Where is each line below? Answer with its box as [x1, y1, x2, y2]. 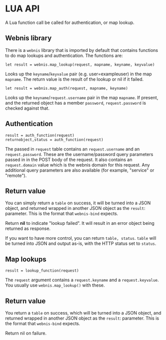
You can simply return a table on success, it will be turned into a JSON [5, 200, 151, 206]
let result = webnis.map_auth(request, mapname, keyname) [5, 86, 128, 91]
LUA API [5, 3, 40, 14]
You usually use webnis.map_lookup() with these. [5, 282, 105, 288]
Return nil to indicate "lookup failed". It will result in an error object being [5, 220, 155, 226]
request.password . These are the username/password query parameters [5, 151, 154, 157]
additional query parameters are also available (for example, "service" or [5, 167, 155, 173]
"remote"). [5, 172, 27, 178]
